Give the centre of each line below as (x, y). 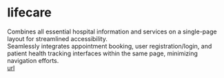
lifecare (29, 13)
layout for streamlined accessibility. (58, 38)
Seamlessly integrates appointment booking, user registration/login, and (110, 46)
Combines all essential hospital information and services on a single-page (112, 31)
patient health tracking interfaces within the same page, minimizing (103, 53)
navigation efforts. (33, 60)
